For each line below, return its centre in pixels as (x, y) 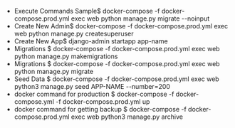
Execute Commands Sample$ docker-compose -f (87, 11)
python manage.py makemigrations (66, 56)
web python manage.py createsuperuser (74, 33)
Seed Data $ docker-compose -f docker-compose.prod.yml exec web (116, 79)
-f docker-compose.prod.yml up (103, 102)
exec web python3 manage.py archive (127, 117)
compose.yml (34, 102)
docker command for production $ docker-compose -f (94, 94)
